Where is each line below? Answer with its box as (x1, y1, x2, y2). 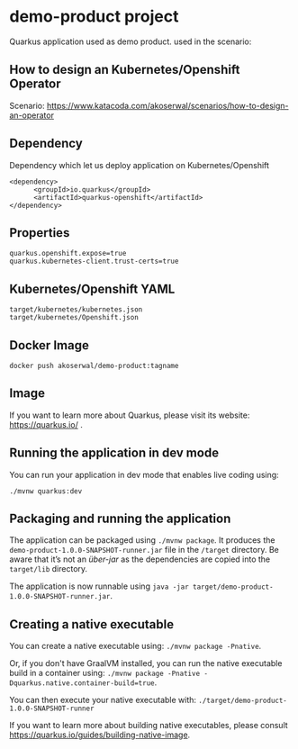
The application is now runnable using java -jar (9, 581, 189, 591)
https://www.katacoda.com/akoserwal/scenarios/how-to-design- (46, 100, 289, 111)
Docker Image (9, 338, 90, 353)
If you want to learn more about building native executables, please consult (9, 720, 288, 731)
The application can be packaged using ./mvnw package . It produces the (9, 535, 275, 546)
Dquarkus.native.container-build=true (9, 679, 155, 688)
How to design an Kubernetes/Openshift (9, 62, 240, 77)
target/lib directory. (9, 564, 88, 574)
